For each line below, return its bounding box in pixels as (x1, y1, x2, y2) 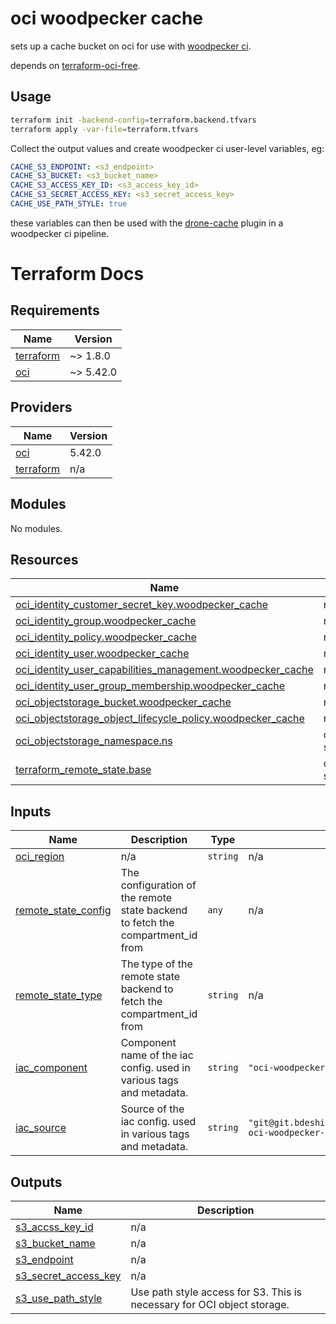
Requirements (10, 302, 100, 319)
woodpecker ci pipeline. (10, 227, 110, 239)
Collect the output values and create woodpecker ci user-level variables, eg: (10, 142, 325, 154)
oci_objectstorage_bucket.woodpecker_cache (15, 695, 232, 709)
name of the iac (120, 1048, 194, 1062)
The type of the (120, 957, 193, 971)
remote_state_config (15, 903, 112, 917)
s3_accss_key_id (15, 1220, 94, 1234)
